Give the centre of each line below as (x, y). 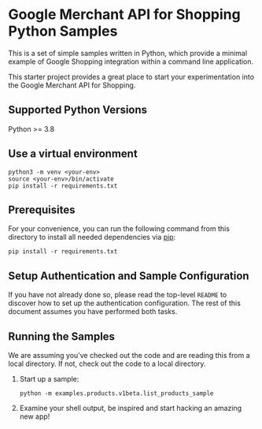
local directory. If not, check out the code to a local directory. (107, 364)
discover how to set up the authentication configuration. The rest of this (125, 303)
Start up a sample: (49, 379)
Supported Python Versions (78, 110)
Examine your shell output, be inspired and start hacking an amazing (131, 408)
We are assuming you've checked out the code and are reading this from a (129, 355)
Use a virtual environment (73, 154)
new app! (35, 416)
